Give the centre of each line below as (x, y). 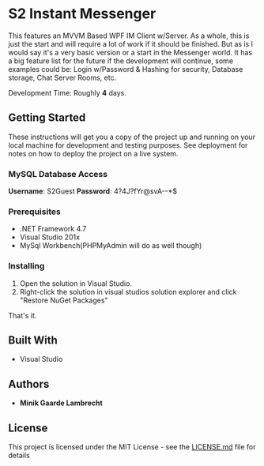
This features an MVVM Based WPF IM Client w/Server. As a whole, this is (129, 36)
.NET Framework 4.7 (53, 229)
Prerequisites (34, 212)
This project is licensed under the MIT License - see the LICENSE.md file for (132, 447)
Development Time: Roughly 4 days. (67, 92)
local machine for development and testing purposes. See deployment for (128, 145)
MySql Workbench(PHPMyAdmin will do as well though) (111, 246)
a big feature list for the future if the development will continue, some (121, 61)
